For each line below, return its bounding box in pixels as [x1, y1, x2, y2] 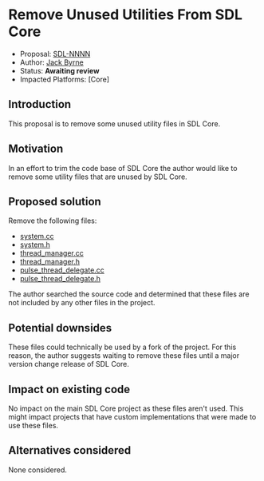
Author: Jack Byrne [19, 58, 84, 67]
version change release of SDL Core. [8, 360, 130, 369]
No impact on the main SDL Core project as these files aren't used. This [8, 403, 244, 413]
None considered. [8, 465, 68, 475]
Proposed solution [8, 194, 101, 209]
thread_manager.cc [19, 248, 84, 258]
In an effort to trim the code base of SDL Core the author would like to [8, 163, 238, 173]
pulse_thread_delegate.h [19, 274, 101, 284]
